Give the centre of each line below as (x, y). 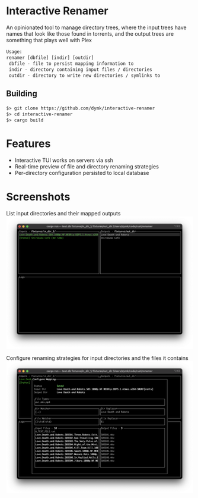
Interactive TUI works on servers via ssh (64, 160)
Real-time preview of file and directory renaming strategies (87, 166)
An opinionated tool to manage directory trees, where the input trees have (96, 27)
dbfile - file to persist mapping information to (71, 64)
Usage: (14, 52)
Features (28, 143)
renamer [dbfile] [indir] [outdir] (50, 58)
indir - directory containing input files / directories (80, 70)
